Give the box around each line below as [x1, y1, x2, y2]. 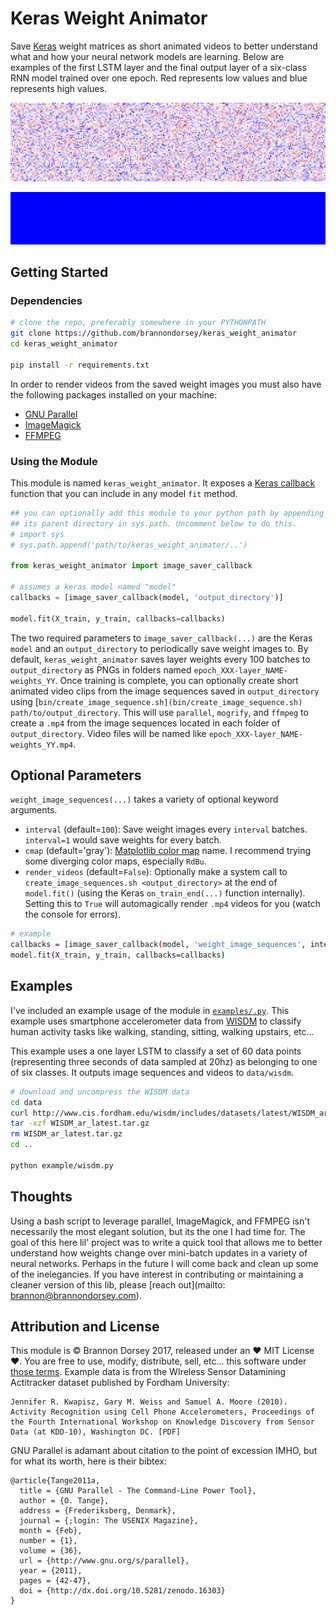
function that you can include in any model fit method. [10, 487, 238, 499]
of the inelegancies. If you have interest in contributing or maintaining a [10, 1268, 304, 1280]
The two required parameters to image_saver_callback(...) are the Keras [10, 632, 313, 644]
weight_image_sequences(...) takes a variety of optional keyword [10, 793, 279, 806]
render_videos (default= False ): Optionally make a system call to [24, 866, 288, 878]
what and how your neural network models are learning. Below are [10, 50, 285, 62]
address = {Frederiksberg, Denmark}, [19, 1506, 177, 1516]
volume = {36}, [19, 1546, 83, 1556]
